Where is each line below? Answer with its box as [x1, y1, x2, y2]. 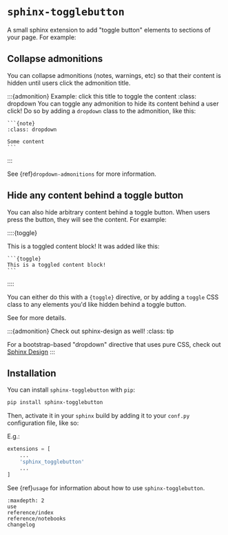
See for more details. [7, 313, 67, 322]
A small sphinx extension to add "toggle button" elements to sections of [7, 26, 211, 34]
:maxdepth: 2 [7, 497, 45, 504]
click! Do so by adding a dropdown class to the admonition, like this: [7, 106, 196, 115]
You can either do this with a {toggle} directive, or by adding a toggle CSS [7, 292, 219, 301]
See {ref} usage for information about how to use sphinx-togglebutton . [7, 483, 205, 492]
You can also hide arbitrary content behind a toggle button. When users [7, 208, 210, 216]
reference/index [7, 509, 54, 516]
